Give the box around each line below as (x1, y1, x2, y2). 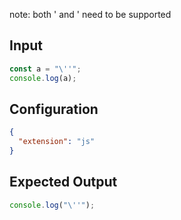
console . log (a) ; (9, 73, 77, 83)
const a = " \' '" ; (9, 64, 82, 74)
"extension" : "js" (18, 137, 96, 147)
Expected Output (9, 174, 118, 191)
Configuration (9, 100, 99, 118)
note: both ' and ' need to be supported (9, 9, 172, 20)
